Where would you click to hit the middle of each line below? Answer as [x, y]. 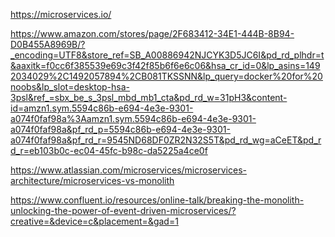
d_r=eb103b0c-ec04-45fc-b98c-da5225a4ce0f [109, 150]
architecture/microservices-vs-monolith [92, 180]
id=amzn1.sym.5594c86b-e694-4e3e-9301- [102, 108]
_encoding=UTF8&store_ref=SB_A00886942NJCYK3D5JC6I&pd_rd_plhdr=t [167, 55]
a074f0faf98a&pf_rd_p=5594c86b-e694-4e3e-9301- [120, 129]
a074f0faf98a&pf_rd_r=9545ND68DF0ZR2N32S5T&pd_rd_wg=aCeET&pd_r [166, 140]
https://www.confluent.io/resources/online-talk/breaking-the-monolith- [157, 200]
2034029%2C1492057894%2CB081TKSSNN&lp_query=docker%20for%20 [166, 76]
